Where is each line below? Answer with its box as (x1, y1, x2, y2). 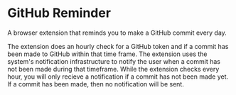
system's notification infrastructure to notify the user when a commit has (7, 57, 220, 65)
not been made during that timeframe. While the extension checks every (7, 65, 220, 73)
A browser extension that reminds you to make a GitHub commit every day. (7, 28, 227, 37)
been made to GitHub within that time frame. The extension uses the (7, 50, 208, 58)
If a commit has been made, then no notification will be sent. (7, 79, 185, 88)
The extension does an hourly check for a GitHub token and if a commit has (7, 42, 229, 50)
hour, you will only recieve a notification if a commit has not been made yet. (7, 72, 229, 81)
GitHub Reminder (7, 5, 112, 21)
